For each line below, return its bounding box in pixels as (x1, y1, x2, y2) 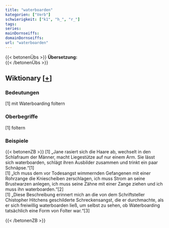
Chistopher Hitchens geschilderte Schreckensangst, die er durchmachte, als (5, 197, 164, 203)
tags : (5, 21, 17, 27)
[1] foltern (5, 125, 25, 131)
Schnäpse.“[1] (5, 165, 34, 171)
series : (5, 26, 22, 31)
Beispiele (5, 137, 29, 144)
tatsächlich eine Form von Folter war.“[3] (5, 208, 90, 214)
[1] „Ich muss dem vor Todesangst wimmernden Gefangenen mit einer (5, 170, 151, 177)
